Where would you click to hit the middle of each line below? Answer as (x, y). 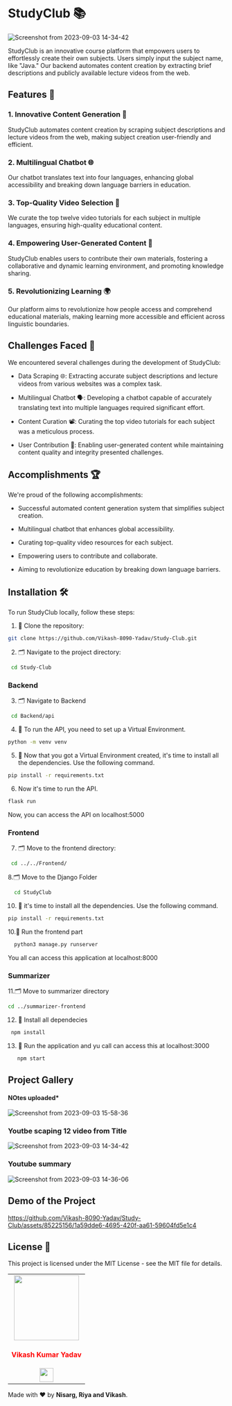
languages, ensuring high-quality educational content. (85, 225)
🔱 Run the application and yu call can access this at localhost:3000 (114, 1045)
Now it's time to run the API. (58, 789)
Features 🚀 (32, 95)
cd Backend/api (33, 716)
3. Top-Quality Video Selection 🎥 (64, 203)
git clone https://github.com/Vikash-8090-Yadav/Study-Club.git (102, 639)
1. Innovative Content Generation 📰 (68, 114)
